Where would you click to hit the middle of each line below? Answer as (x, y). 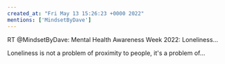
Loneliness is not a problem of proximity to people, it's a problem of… (106, 53)
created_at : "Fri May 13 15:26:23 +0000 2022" (76, 13)
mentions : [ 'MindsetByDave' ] (49, 20)
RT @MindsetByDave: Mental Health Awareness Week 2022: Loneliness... (113, 39)
